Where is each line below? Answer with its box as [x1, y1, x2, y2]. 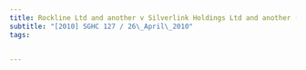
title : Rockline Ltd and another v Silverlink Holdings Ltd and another [9, 13, 291, 23]
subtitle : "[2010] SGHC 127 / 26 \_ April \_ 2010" [9, 22, 194, 31]
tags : [9, 30, 30, 39]
